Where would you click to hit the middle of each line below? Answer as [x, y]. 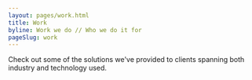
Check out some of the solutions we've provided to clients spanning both [126, 60]
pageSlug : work [33, 37]
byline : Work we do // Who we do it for [75, 30]
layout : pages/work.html [49, 15]
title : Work [27, 23]
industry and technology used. [58, 68]
